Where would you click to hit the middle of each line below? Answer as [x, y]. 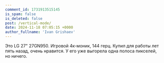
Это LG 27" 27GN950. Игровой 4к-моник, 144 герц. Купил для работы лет [82, 46]
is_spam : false [21, 14]
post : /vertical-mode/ [28, 23]
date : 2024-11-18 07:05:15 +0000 [39, 28]
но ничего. [16, 56]
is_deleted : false [24, 18]
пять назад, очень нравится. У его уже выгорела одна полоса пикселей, [81, 51]
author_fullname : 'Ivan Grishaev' [40, 32]
